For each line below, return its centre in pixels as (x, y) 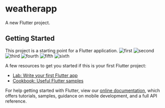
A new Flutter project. (28, 23)
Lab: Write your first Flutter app (45, 75)
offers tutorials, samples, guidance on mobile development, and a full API (81, 95)
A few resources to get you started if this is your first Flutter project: (76, 65)
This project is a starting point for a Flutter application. (62, 50)
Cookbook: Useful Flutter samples (48, 80)
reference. (16, 101)
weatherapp (31, 9)
